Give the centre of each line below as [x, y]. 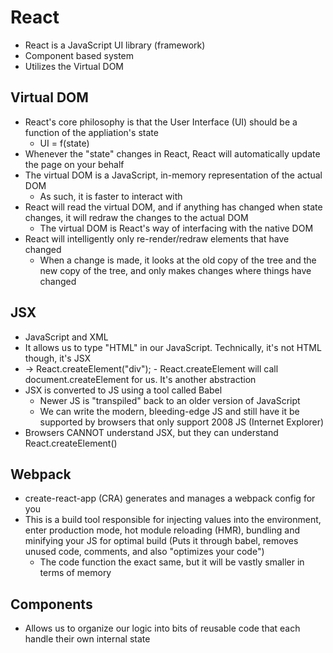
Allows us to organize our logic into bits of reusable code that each [162, 628]
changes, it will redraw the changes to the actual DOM [136, 217]
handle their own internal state [87, 639]
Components [51, 604]
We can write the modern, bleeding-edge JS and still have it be [169, 411]
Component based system [79, 55]
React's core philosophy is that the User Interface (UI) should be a [161, 122]
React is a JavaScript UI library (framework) [115, 45]
